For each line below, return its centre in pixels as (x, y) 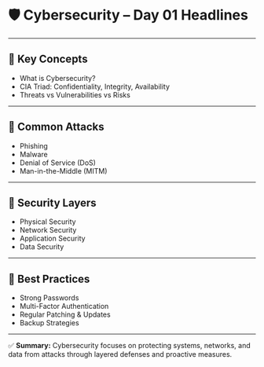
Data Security (42, 247)
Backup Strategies (49, 323)
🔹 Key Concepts (48, 59)
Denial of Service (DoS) (58, 163)
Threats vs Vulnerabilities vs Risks (75, 94)
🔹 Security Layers (52, 202)
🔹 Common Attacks (56, 127)
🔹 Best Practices (49, 279)
